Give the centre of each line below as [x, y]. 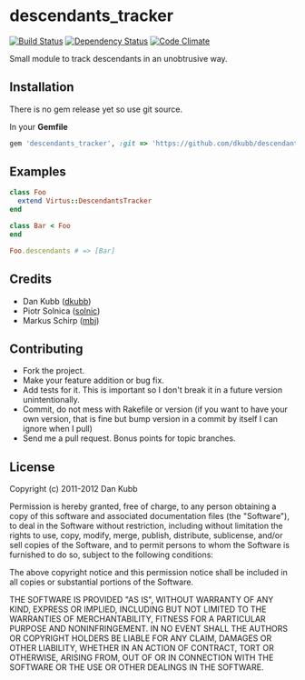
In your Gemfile [39, 126]
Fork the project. [54, 371]
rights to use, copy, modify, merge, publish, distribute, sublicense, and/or [146, 535]
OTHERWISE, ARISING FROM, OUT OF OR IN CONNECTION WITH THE [142, 658]
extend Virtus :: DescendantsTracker [85, 201]
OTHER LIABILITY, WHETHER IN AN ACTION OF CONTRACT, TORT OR [142, 648]
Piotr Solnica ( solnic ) [61, 311]
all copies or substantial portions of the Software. [101, 582]
